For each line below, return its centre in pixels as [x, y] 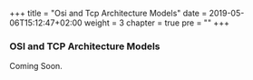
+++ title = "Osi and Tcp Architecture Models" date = [108, 13]
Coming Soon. [36, 66]
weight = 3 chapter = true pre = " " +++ [157, 23]
